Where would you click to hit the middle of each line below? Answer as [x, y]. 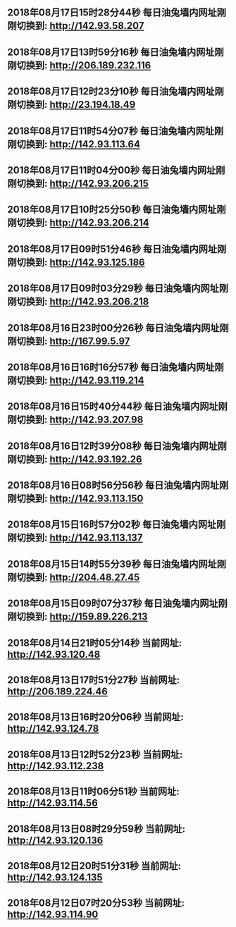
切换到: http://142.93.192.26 [79, 459]
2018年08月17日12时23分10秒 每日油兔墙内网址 [111, 91]
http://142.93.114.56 [53, 803]
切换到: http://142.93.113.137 [80, 538]
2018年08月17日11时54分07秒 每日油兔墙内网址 [111, 131]
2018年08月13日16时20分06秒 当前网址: [96, 717]
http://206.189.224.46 [57, 692]
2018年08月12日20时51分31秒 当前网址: [94, 866]
